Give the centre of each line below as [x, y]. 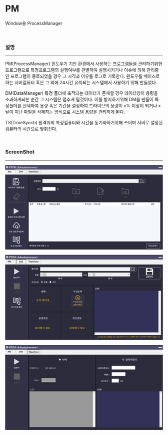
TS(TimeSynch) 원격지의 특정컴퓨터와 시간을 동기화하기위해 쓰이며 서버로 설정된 [84, 123]
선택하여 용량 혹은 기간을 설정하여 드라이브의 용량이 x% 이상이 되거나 [90, 106]
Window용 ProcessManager [34, 23]
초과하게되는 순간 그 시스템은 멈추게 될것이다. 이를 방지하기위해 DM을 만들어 [79, 99]
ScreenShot [20, 152]
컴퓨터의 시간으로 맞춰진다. [31, 129]
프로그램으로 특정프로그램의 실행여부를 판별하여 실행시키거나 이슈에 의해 [75, 70]
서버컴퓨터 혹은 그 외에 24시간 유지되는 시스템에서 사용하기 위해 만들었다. [86, 83]
